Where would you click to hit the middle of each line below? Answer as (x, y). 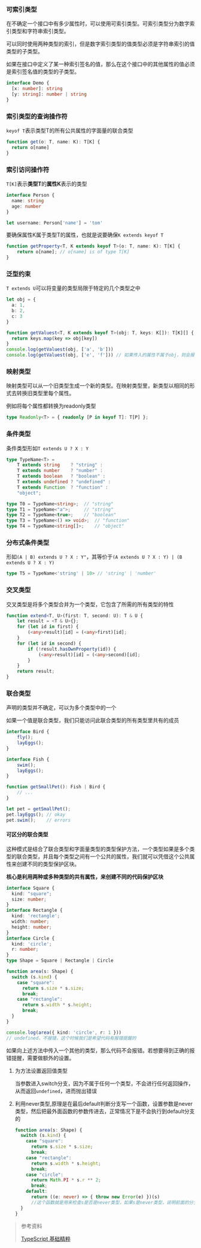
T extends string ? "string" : (60, 465)
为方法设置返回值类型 (41, 1070)
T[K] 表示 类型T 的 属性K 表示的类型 (47, 184)
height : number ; (32, 927)
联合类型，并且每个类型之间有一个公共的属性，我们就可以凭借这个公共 (103, 856)
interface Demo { (28, 83)
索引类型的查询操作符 (37, 116)
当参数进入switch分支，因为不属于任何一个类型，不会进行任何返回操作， (104, 1083)
